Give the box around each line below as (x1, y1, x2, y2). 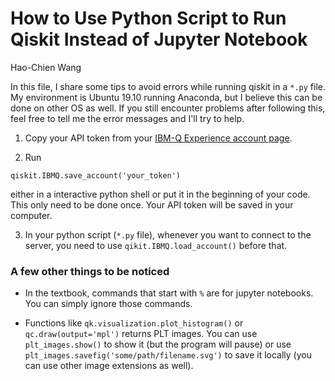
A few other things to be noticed (10, 264, 170, 278)
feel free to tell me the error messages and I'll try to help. (10, 112, 245, 124)
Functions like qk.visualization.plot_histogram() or (24, 317, 244, 329)
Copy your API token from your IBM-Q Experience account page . (24, 132, 293, 144)
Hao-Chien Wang (10, 61, 82, 73)
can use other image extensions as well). (24, 360, 194, 372)
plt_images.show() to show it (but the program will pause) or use (24, 338, 292, 351)
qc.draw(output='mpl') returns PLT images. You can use (24, 328, 258, 340)
